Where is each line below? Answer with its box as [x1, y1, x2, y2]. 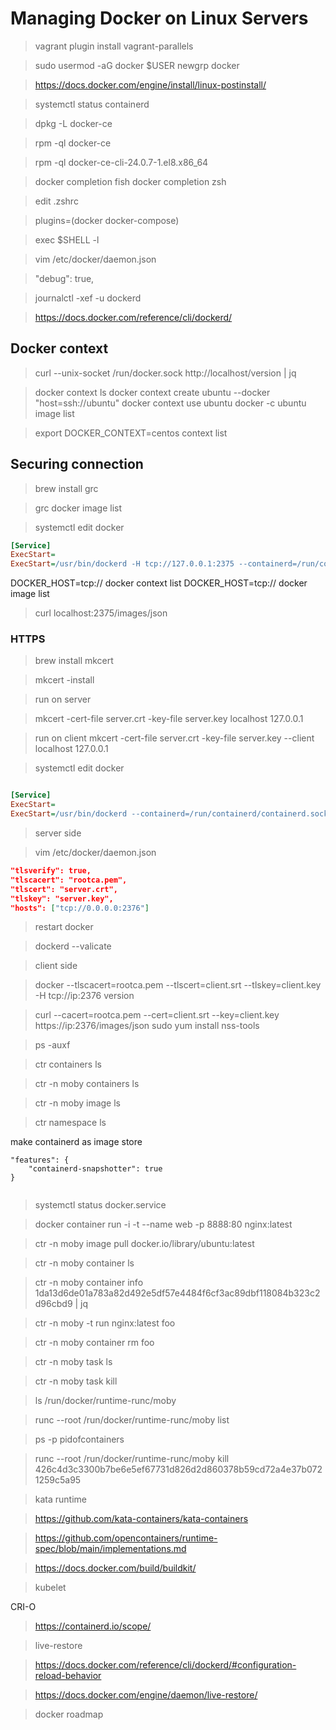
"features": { [10, 1155, 70, 1166]
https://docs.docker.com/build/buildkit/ [34, 1562, 197, 1574]
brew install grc [34, 482, 99, 494]
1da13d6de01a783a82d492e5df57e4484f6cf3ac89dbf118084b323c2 [34, 1287, 321, 1299]
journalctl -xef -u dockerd [34, 292, 142, 304]
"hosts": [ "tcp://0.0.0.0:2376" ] [10, 903, 150, 913]
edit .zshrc [34, 195, 79, 207]
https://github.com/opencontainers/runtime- [34, 1532, 218, 1544]
